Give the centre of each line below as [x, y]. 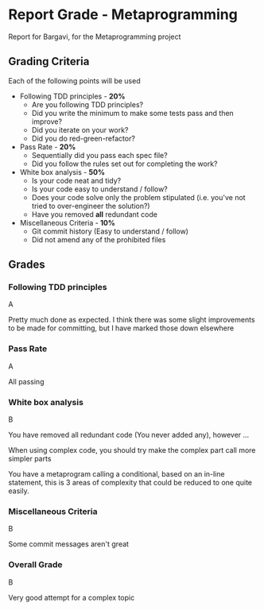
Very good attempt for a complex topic [72, 597]
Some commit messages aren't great [69, 544]
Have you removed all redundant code [94, 214]
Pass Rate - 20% [48, 147]
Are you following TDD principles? [87, 104]
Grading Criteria [49, 62]
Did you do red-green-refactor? [83, 138]
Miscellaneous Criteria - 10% [67, 222]
